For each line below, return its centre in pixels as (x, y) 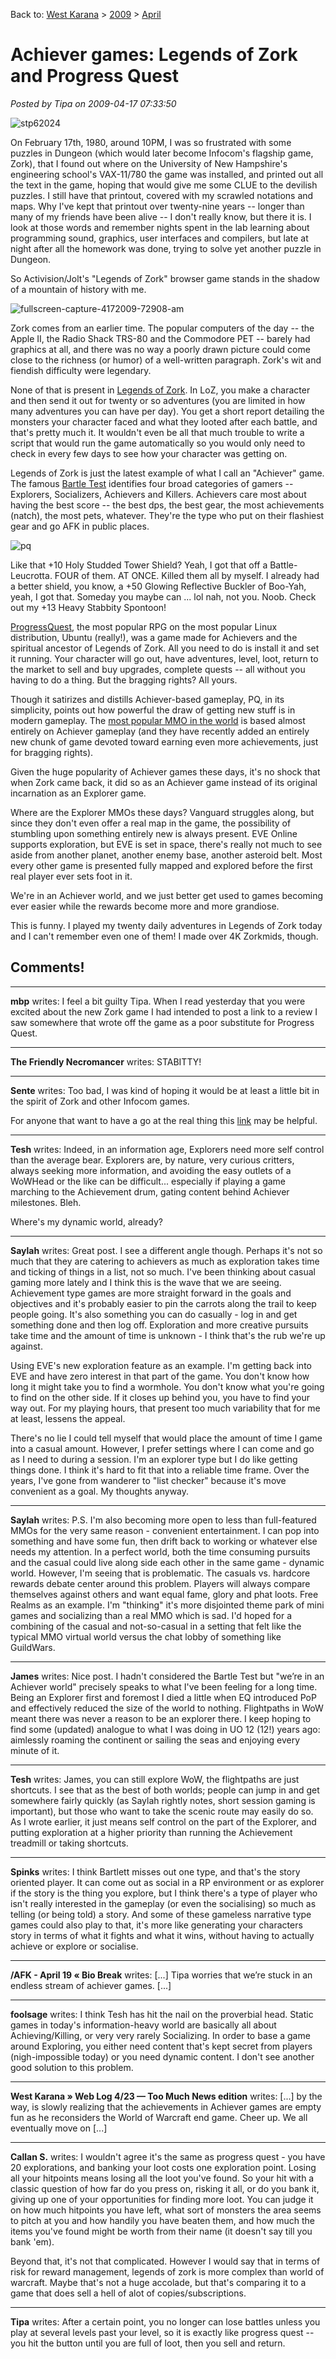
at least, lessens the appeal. (68, 1418)
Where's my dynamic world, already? (86, 1221)
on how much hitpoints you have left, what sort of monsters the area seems (166, 2210)
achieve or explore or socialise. (74, 1946)
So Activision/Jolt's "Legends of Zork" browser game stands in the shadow (165, 278)
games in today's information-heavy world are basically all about (143, 2025)
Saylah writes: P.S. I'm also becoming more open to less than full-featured (163, 1520)
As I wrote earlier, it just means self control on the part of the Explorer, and (163, 1821)
